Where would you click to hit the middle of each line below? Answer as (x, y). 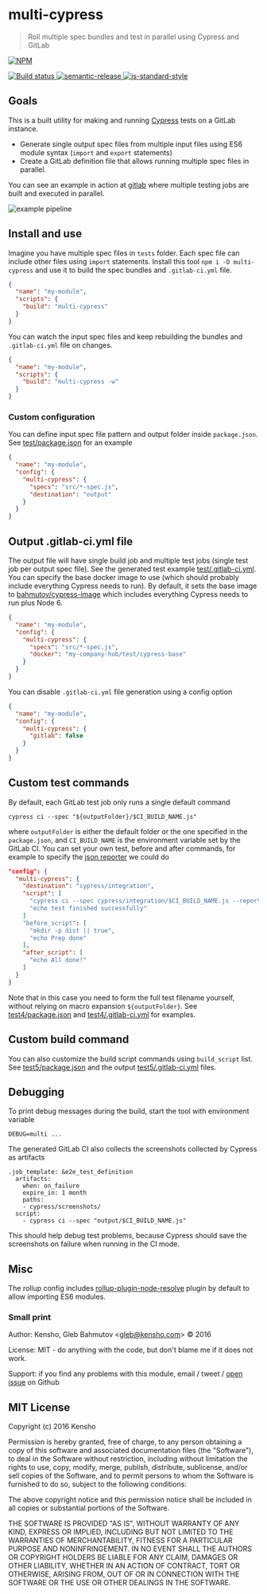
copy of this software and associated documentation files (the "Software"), (131, 1451)
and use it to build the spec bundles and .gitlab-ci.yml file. (133, 270)
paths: (33, 1200)
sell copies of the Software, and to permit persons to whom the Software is (131, 1476)
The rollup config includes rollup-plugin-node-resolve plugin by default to (129, 1288)
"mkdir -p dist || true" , (72, 930)
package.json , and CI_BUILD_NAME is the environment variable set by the (124, 840)
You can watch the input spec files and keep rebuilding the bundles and (126, 337)
